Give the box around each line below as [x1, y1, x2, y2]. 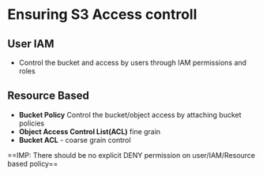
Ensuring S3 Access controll [7, 6, 197, 24]
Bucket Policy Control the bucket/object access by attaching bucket [18, 110, 242, 119]
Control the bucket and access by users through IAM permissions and [18, 58, 246, 67]
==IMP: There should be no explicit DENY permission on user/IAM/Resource [7, 150, 256, 159]
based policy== [7, 159, 58, 168]
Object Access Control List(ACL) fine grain [18, 126, 161, 136]
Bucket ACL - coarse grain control [18, 135, 131, 144]
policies [18, 118, 45, 128]
